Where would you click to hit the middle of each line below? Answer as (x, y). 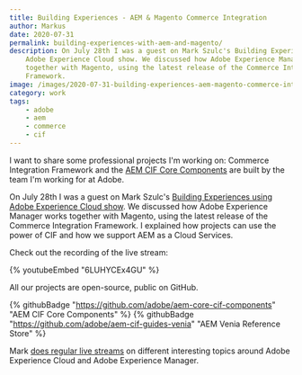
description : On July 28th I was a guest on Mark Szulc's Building (138, 51)
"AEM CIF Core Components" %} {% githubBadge (102, 314)
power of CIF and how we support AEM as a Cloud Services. (121, 235)
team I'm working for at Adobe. (67, 179)
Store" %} (28, 333)
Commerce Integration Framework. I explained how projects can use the (143, 225)
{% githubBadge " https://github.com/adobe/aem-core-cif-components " (142, 304)
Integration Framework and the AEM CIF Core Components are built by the (147, 170)
